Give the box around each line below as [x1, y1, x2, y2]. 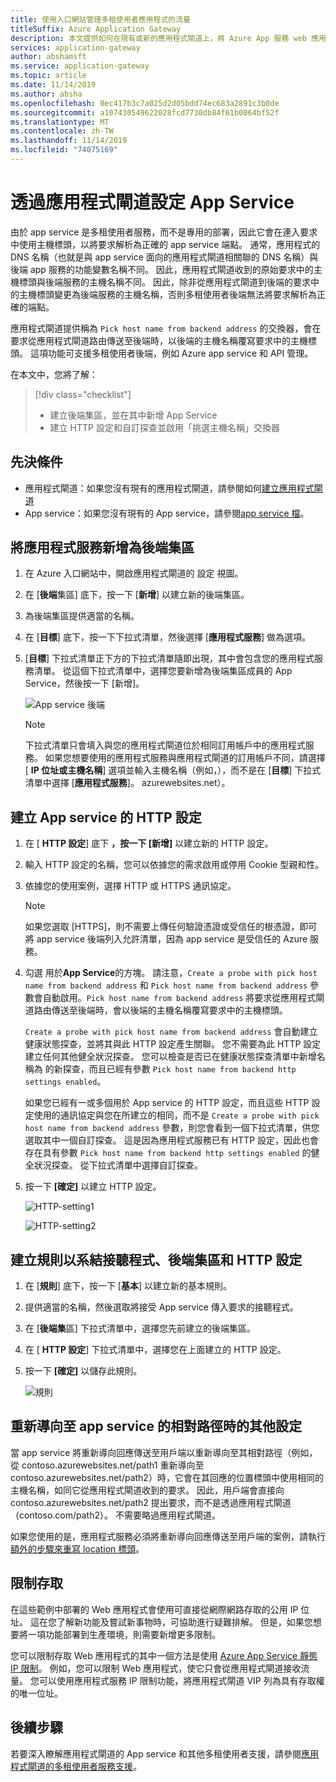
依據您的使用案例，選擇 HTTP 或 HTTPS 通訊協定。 [24, 880, 237, 892]
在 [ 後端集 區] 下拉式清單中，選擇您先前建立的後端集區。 [24, 1322, 256, 1335]
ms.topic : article [10, 71, 87, 81]
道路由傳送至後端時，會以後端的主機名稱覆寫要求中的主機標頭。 [24, 1004, 288, 1016]
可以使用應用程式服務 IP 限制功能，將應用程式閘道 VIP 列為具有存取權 [38, 1674, 325, 1686]
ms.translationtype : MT [10, 117, 110, 127]
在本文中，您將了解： [10, 368, 98, 380]
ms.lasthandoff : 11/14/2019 [10, 136, 128, 146]
